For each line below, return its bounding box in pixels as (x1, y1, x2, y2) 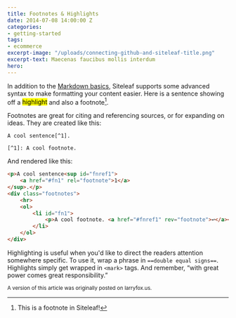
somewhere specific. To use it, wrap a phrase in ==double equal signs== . (7, 256, 219, 264)
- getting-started (7, 29, 61, 37)
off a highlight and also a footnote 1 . (7, 96, 109, 106)
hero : (7, 62, 23, 69)
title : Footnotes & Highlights (7, 10, 99, 18)
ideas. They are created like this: (7, 119, 102, 127)
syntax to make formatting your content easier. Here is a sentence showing (7, 89, 225, 98)
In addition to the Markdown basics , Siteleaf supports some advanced (7, 81, 210, 90)
